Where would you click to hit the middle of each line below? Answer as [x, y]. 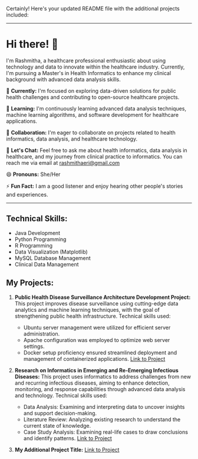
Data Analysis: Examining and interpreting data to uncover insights [104, 406]
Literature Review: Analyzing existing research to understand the [102, 419]
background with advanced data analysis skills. [63, 79]
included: [17, 15]
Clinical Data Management [47, 264]
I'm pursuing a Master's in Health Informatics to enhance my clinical [89, 73]
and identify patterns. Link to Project [67, 438]
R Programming [34, 245]
